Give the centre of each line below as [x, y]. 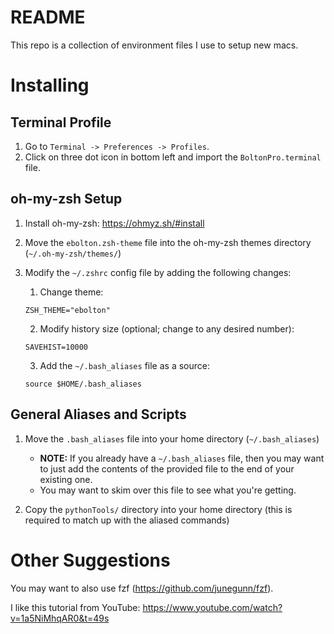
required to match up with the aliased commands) [127, 520]
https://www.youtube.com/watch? [212, 607]
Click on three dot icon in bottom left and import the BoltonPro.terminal [173, 157]
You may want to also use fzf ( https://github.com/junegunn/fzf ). [142, 588]
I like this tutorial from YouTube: [75, 607]
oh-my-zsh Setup [66, 199]
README [48, 17]
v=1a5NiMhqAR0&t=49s [60, 618]
